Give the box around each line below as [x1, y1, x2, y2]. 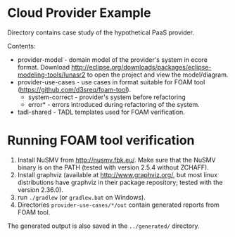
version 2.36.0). [17, 185, 63, 194]
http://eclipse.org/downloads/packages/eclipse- [71, 63, 212, 71]
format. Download [17, 63, 70, 71]
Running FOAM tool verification [7, 132, 195, 148]
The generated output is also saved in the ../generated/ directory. [7, 222, 200, 230]
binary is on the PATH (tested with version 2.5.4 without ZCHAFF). [17, 163, 210, 172]
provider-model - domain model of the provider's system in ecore [17, 55, 208, 64]
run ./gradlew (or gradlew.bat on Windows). [17, 193, 146, 201]
